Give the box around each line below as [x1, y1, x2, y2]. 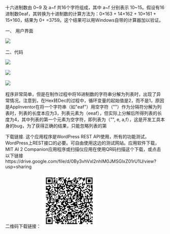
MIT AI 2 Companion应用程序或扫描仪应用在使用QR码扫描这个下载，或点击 [5, 146, 161, 152]
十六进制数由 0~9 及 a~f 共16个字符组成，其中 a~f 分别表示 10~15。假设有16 [5, 5, 165, 10]
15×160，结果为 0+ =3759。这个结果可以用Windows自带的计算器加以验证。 [5, 17, 164, 23]
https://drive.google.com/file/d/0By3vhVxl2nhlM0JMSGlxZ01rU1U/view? [5, 159, 156, 164]
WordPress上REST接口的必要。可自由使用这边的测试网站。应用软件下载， [5, 140, 160, 146]
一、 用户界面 [5, 28, 33, 34]
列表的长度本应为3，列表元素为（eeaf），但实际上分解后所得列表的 [18, 110, 158, 116]
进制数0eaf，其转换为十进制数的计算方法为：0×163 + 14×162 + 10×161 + [5, 11, 156, 17]
